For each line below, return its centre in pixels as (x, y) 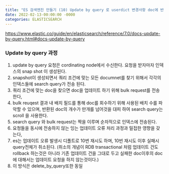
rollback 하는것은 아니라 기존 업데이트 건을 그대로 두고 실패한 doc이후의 (83, 153)
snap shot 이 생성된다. (44, 71)
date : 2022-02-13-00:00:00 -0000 (40, 15)
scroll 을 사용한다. (30, 115)
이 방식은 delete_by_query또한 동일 (48, 166)
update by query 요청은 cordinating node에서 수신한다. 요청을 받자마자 (83, 65)
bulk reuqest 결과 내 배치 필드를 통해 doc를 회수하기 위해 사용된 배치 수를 (85, 103)
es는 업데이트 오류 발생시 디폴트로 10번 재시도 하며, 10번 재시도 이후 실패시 (86, 140)
